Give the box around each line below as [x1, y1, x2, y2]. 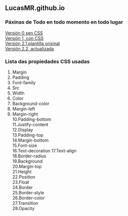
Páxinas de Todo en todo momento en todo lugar [5, 19, 123, 26]
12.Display [12, 127, 33, 133]
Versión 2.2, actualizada [5, 45, 54, 51]
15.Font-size [12, 143, 37, 148]
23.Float [12, 179, 30, 185]
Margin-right [12, 111, 38, 117]
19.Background [12, 158, 43, 164]
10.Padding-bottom [12, 116, 52, 122]
